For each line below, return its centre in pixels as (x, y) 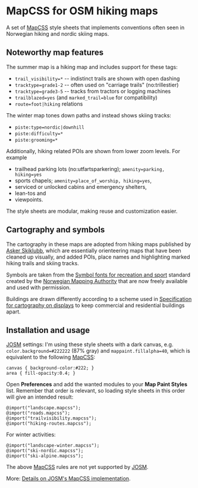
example (17, 157)
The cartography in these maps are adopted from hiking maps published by (99, 244)
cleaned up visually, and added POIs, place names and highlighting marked (98, 257)
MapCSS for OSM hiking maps (82, 11)
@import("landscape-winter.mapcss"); (53, 446)
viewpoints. (29, 199)
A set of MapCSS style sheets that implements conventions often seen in (95, 27)
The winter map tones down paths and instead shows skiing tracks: (89, 115)
